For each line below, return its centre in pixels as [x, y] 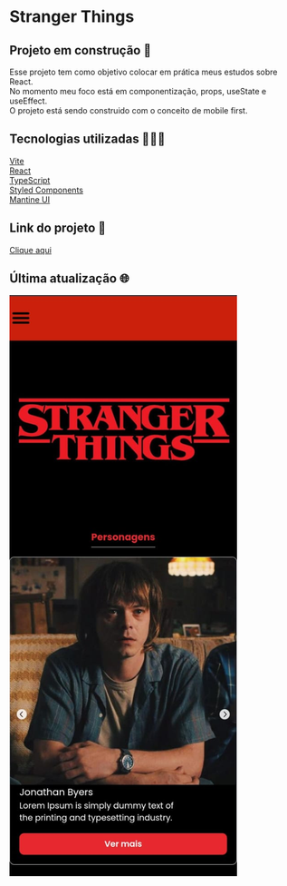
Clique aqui [31, 250]
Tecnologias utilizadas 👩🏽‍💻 [87, 139]
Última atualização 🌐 [69, 279]
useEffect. [29, 101]
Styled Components [47, 190]
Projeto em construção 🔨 [81, 50]
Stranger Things [72, 17]
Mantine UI [30, 199]
